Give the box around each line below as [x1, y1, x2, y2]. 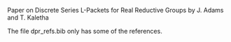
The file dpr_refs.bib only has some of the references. [7, 27, 162, 35]
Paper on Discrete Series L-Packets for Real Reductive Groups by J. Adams [7, 6, 224, 14]
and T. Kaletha [7, 13, 49, 22]
